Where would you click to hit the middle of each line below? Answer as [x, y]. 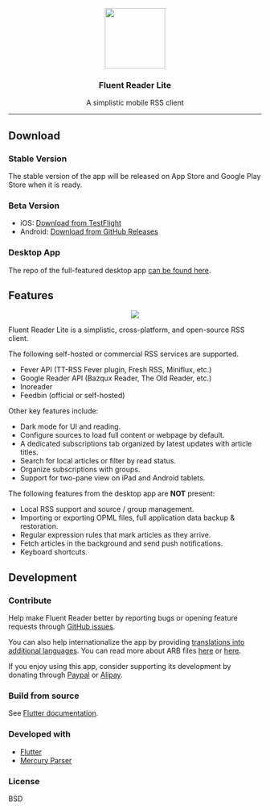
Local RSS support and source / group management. [107, 509]
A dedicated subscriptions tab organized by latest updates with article [136, 444]
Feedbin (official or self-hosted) [72, 396]
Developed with [39, 734]
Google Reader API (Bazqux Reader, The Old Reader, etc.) [116, 378]
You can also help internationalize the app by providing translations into [127, 642]
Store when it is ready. [45, 185]
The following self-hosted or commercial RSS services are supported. [124, 354]
